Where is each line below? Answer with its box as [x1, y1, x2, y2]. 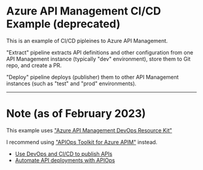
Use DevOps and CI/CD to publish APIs [14, 150, 113, 157]
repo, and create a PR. [6, 62, 62, 69]
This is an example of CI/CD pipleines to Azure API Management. [6, 37, 168, 44]
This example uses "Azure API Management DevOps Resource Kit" [6, 126, 172, 134]
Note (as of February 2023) [6, 107, 146, 120]
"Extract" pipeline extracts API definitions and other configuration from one [6, 48, 193, 56]
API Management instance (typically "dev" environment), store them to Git [6, 55, 191, 62]
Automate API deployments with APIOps [14, 156, 115, 164]
